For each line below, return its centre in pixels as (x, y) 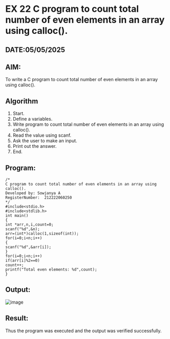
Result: (17, 318)
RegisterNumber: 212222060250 (39, 198)
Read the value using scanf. (42, 135)
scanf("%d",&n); (23, 229)
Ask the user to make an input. (45, 141)
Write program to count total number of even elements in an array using (88, 124)
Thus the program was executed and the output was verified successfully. (84, 331)
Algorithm (22, 101)
